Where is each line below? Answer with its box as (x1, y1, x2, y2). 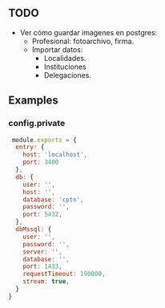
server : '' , (22, 248, 62, 256)
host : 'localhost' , (22, 151, 88, 159)
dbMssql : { (15, 225, 52, 233)
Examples (8, 94, 58, 107)
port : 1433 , (22, 262, 62, 271)
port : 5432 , (22, 210, 62, 219)
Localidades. (43, 53, 87, 63)
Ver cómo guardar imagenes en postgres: (19, 27, 158, 37)
